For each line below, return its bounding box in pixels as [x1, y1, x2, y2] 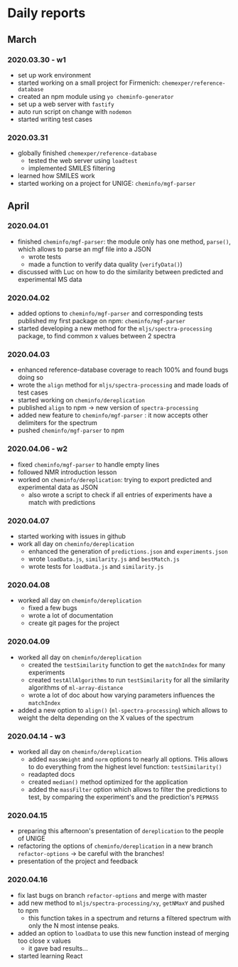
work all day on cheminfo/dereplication [17, 540, 135, 548]
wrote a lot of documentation [28, 611, 114, 620]
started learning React [17, 951, 83, 960]
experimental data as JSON [17, 483, 98, 491]
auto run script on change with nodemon [17, 107, 132, 115]
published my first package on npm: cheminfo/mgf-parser [17, 317, 186, 325]
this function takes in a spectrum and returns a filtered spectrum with [28, 914, 231, 922]
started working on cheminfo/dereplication [17, 396, 146, 404]
